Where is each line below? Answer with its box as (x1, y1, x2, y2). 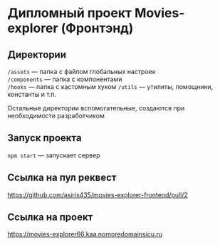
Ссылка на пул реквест (7, 172, 117, 184)
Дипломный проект (7, 5, 132, 21)
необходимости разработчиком (7, 112, 105, 120)
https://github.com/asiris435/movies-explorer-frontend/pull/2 (7, 190, 189, 199)
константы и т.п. (7, 90, 57, 98)
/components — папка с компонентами (7, 75, 122, 83)
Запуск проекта (7, 132, 82, 144)
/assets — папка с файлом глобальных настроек (7, 68, 156, 75)
